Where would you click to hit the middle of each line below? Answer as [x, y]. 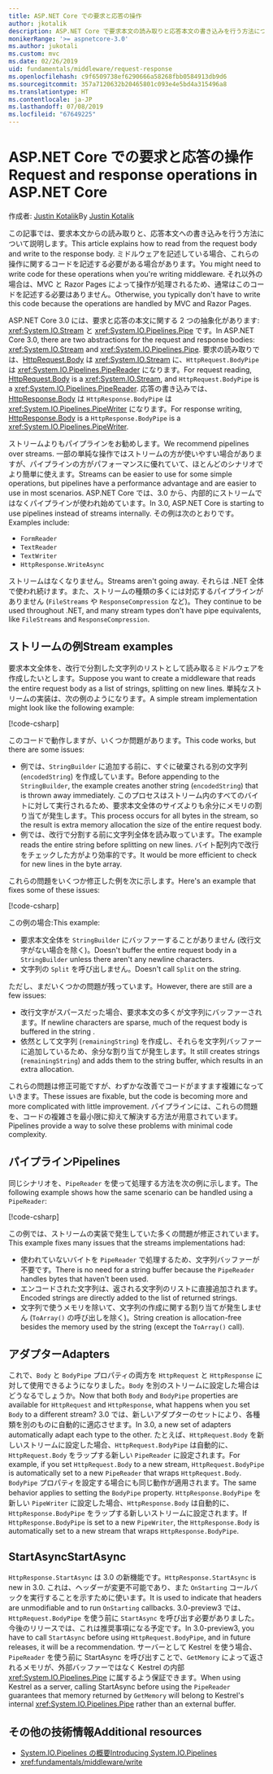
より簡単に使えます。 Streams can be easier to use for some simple [121, 474]
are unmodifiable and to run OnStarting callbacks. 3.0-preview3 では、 [127, 1608]
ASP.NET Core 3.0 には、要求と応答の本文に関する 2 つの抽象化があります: [134, 320]
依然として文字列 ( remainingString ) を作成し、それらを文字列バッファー [141, 1041]
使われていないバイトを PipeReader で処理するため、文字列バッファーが [140, 1259]
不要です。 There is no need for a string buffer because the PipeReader [137, 1269]
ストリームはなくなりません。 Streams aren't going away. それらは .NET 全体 [136, 581]
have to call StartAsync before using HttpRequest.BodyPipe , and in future [130, 1637]
